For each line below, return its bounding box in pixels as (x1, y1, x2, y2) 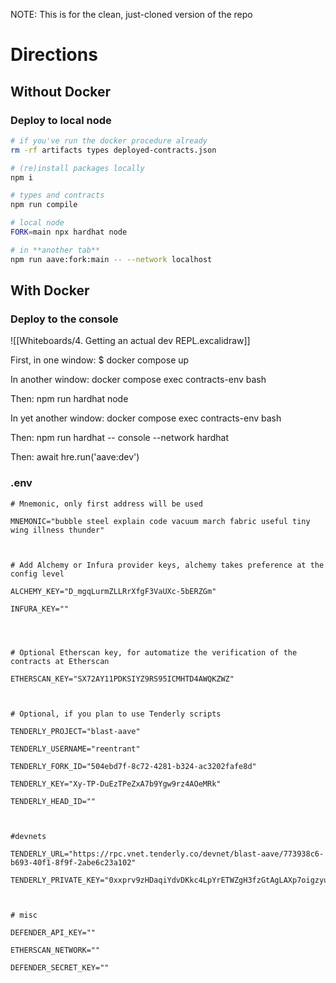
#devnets (10, 831, 47, 841)
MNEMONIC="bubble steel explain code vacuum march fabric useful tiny (10, 516, 311, 526)
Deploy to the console (10, 312, 119, 326)
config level (10, 569, 65, 579)
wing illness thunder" (10, 525, 105, 535)
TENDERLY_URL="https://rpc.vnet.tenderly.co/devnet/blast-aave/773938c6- (10, 849, 325, 859)
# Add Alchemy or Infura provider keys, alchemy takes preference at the (10, 560, 325, 570)
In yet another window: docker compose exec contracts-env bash (10, 412, 282, 424)
